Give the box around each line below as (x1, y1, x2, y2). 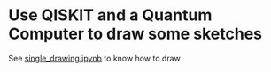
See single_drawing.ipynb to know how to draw (8, 53, 181, 63)
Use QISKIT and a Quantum (8, 5, 213, 25)
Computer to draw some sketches (8, 24, 263, 44)
